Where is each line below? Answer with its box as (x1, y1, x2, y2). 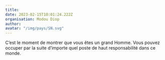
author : (5, 21, 22, 26)
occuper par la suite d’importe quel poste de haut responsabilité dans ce (5, 45, 156, 51)
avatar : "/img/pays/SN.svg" (5, 26, 64, 31)
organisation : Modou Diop (5, 16, 59, 21)
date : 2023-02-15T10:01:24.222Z (5, 12, 73, 17)
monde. (5, 50, 21, 56)
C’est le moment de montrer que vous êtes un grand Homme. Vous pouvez (5, 39, 160, 45)
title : (5, 7, 19, 12)
